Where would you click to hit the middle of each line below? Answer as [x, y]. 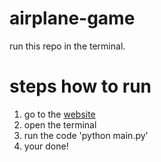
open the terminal [60, 124]
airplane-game [72, 18]
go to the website [59, 114]
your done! [46, 146]
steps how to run [80, 86]
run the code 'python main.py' [86, 135]
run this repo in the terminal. [67, 46]
